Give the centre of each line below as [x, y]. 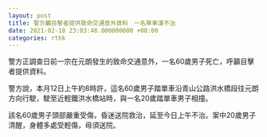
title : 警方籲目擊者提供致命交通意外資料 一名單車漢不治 [92, 23]
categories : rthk [37, 38]
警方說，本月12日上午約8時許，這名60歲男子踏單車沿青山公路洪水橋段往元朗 [133, 88]
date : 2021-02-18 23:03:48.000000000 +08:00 [83, 30]
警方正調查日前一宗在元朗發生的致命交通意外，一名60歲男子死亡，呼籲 [124, 61]
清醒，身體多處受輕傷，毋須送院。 [64, 125]
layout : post [30, 16]
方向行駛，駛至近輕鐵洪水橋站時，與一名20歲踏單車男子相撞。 [110, 98]
